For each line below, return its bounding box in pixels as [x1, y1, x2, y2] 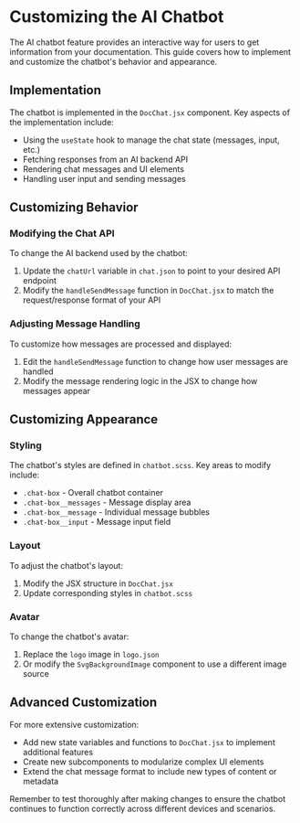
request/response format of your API [22, 294, 161, 305]
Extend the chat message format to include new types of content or [22, 765, 277, 776]
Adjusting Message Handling [9, 317, 141, 330]
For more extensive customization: [9, 719, 140, 730]
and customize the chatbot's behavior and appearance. [9, 56, 218, 67]
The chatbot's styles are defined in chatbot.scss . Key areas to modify [9, 460, 272, 471]
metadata [22, 775, 59, 786]
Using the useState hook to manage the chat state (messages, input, [22, 134, 280, 145]
